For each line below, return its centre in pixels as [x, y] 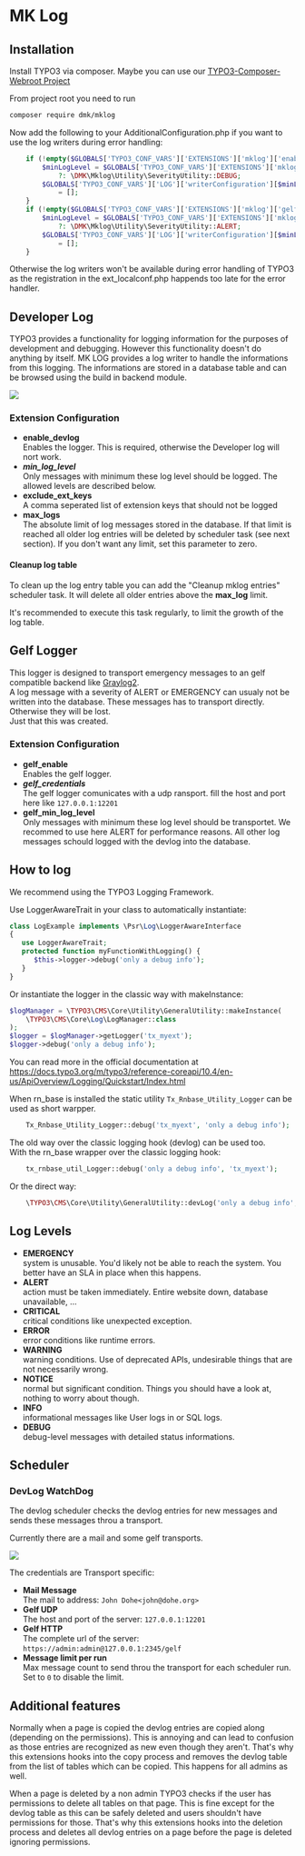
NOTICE [38, 1379]
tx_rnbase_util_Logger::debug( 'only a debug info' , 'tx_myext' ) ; [152, 1169]
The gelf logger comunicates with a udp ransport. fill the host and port [154, 793]
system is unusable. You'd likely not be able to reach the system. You [152, 1262]
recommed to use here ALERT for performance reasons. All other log [151, 832]
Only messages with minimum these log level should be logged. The [150, 476]
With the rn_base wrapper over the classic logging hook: [115, 1152]
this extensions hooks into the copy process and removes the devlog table [148, 1757]
